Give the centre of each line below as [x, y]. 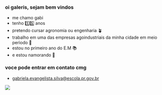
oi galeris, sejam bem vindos [39, 7]
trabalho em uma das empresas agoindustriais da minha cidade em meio [85, 37]
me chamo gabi [28, 18]
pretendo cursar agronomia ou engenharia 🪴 [57, 31]
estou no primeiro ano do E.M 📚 [44, 48]
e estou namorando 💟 [33, 55]
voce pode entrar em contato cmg [46, 68]
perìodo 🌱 [22, 43]
